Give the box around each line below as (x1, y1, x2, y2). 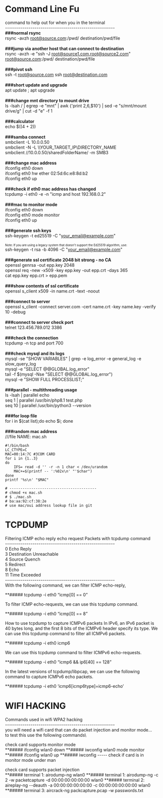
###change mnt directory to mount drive (5, 97, 90, 103)
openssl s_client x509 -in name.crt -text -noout (5, 288, 100, 294)
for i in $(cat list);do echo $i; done (5, 418, 73, 424)
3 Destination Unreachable (5, 551, 59, 557)
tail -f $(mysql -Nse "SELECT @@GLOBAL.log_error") (5, 371, 113, 377)
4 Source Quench (5, 556, 40, 562)
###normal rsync (5, 30, 41, 36)
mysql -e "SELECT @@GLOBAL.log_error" (5, 366, 90, 372)
